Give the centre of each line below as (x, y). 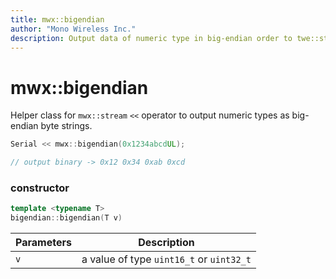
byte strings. (66, 126)
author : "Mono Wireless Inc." (73, 29)
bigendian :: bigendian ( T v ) (66, 218)
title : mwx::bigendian (57, 19)
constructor (40, 188)
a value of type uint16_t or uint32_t (166, 259)
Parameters (43, 243)
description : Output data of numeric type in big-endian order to (151, 38)
